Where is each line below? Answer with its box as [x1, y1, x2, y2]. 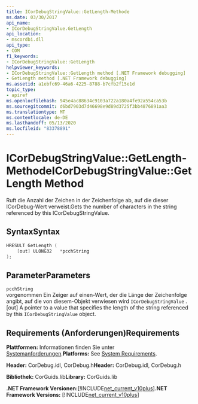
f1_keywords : [6, 53, 39, 59]
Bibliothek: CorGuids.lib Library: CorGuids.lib [6, 373, 118, 380]
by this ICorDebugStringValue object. [6, 311, 96, 318]
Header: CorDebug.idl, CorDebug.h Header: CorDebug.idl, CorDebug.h [6, 362, 181, 369]
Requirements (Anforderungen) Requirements [6, 327, 179, 338]
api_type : [6, 42, 31, 48]
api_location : [6, 31, 42, 37]
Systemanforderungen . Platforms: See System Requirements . [6, 350, 157, 357]
